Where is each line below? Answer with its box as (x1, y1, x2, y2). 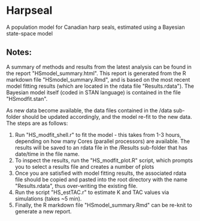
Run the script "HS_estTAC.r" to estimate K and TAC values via (14, 189, 169, 196)
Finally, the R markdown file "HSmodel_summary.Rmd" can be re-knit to (14, 201, 193, 208)
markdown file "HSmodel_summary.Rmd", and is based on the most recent (6, 76, 190, 83)
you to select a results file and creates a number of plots (14, 163, 154, 170)
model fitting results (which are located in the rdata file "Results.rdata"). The (6, 82, 195, 89)
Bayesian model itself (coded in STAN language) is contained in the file (6, 88, 181, 96)
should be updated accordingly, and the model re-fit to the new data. (22, 113, 192, 120)
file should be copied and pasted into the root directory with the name (14, 175, 187, 183)
